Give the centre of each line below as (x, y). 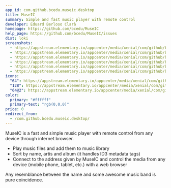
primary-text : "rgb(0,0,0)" (40, 105)
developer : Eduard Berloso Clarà (41, 24)
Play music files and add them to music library (61, 148)
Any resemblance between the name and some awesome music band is (81, 174)
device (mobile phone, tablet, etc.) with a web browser (70, 164)
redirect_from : (21, 114)
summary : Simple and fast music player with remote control (70, 19)
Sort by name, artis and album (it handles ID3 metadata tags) (77, 153)
